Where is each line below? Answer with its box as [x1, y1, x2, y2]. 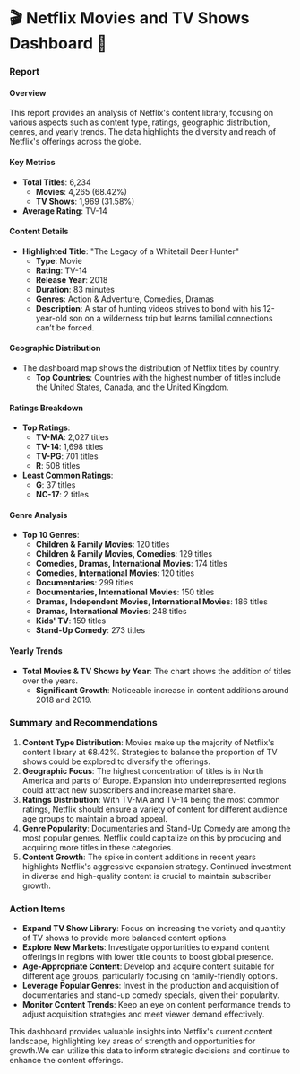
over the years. [21, 675, 79, 686]
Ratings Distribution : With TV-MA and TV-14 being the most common [21, 794, 280, 805]
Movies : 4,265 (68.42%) [35, 186, 127, 197]
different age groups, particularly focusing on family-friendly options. [21, 971, 278, 982]
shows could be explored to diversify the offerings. [21, 756, 210, 767]
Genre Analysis [9, 509, 68, 520]
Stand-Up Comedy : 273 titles [35, 625, 146, 636]
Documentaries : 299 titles [35, 577, 134, 588]
